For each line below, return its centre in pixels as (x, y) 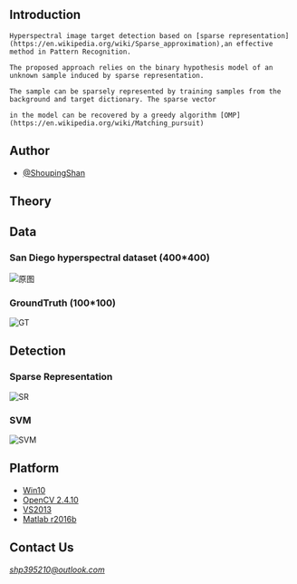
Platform (34, 468)
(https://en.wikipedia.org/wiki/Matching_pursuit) (107, 123)
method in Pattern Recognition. (70, 52)
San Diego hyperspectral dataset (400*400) (110, 258)
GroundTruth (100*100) (62, 303)
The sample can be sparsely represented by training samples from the (145, 91)
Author (29, 151)
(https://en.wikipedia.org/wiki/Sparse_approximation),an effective (141, 44)
